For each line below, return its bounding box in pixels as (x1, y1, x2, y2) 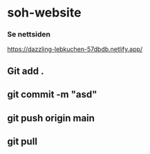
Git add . (7, 65, 44, 77)
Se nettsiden (7, 30, 50, 39)
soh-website (7, 5, 82, 21)
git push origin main (7, 112, 95, 124)
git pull (7, 136, 38, 148)
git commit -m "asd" (7, 88, 97, 101)
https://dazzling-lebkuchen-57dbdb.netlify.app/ (7, 45, 143, 53)
